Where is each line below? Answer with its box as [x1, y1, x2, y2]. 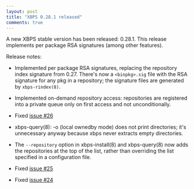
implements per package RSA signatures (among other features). [6, 42, 164, 49]
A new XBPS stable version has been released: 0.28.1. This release [6, 36, 167, 43]
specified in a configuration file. [14, 154, 91, 161]
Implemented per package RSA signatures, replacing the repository [14, 65, 178, 72]
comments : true [6, 19, 43, 25]
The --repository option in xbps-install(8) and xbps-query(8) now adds [14, 141, 189, 148]
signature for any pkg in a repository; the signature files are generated [14, 77, 184, 84]
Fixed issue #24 [14, 177, 54, 184]
